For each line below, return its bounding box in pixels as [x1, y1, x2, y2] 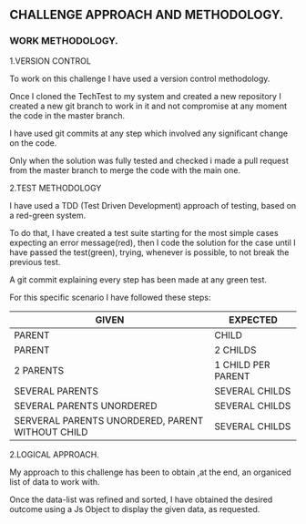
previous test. [9, 256, 61, 267]
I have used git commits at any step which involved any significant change [9, 128, 289, 139]
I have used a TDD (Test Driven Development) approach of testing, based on [9, 200, 297, 211]
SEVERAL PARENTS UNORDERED [14, 399, 158, 412]
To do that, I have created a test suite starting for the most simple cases [9, 227, 280, 238]
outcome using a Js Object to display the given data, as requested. [9, 503, 260, 514]
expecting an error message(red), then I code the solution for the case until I [9, 237, 296, 248]
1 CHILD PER [214, 358, 270, 371]
